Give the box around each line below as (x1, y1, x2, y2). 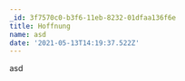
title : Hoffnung (9, 22, 71, 31)
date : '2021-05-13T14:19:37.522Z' (9, 38, 141, 48)
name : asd (9, 30, 47, 39)
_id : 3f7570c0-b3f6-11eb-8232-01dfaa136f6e (9, 13, 177, 22)
